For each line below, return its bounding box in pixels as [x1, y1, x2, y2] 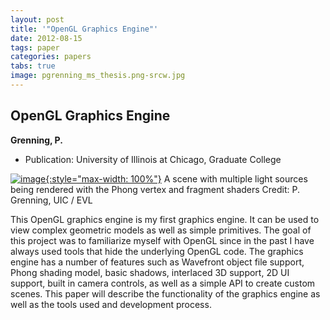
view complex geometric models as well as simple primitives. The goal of [10, 224, 312, 236]
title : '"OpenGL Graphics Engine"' [10, 24, 159, 34]
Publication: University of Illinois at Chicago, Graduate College [24, 153, 282, 165]
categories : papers [10, 52, 92, 62]
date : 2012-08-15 [10, 33, 83, 43]
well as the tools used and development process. [10, 298, 212, 310]
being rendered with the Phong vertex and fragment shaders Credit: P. [10, 183, 301, 195]
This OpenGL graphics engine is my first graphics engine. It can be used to [10, 213, 320, 225]
